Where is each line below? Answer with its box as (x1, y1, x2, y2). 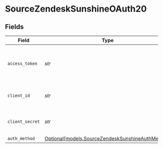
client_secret (7, 119, 40, 124)
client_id (7, 93, 30, 98)
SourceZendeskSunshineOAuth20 (5, 3, 147, 15)
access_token (7, 61, 38, 66)
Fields (5, 23, 24, 31)
